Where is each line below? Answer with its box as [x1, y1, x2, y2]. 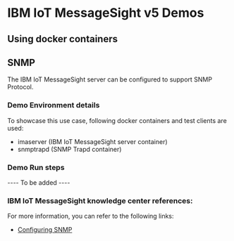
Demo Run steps [7, 162, 65, 172]
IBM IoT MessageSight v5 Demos [7, 5, 204, 21]
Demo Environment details [7, 100, 100, 110]
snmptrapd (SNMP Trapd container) [17, 145, 122, 153]
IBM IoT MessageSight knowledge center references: [7, 195, 193, 205]
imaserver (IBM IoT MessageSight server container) [17, 137, 168, 145]
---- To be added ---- [7, 178, 70, 187]
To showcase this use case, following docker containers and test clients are [7, 116, 227, 124]
